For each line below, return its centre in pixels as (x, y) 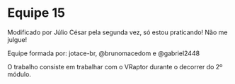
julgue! (17, 39)
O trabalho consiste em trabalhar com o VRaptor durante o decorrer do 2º (115, 66)
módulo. (19, 74)
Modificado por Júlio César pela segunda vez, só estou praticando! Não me (117, 32)
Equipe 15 (36, 13)
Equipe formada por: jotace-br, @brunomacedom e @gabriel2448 (104, 53)
